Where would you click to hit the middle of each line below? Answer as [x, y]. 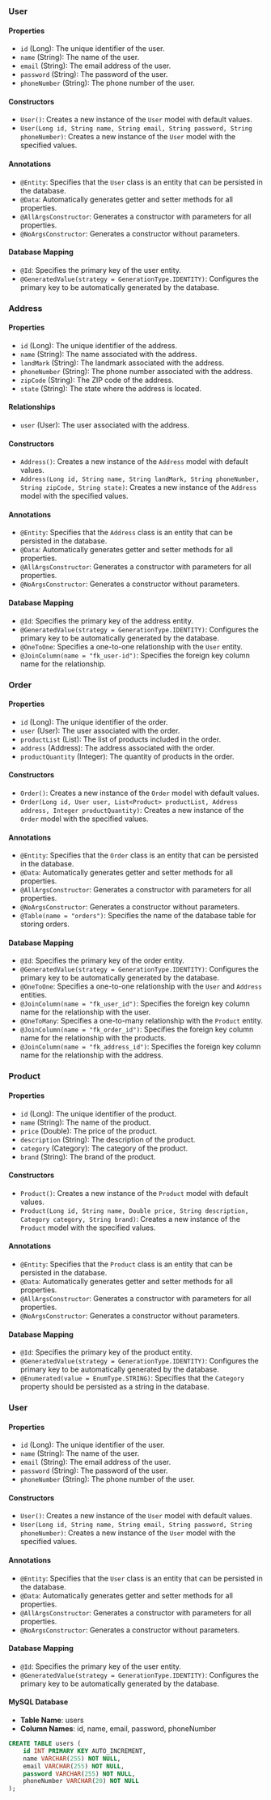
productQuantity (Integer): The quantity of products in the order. [127, 756]
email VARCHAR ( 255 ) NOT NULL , [74, 1766]
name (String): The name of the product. [85, 1122]
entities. [33, 995]
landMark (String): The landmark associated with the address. [122, 363]
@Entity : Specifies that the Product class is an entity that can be [126, 1264]
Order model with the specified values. [84, 819]
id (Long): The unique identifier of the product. [98, 1113]
